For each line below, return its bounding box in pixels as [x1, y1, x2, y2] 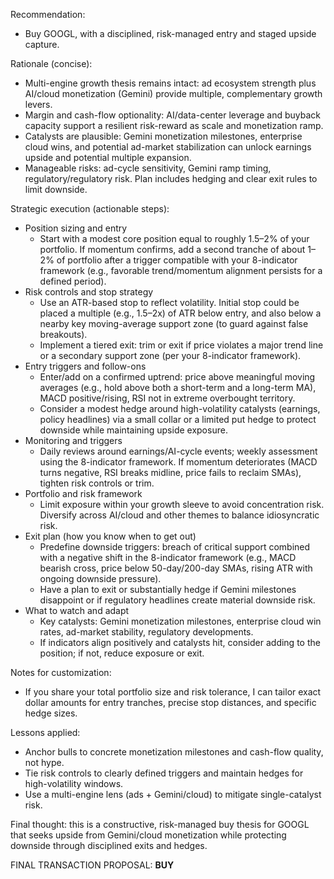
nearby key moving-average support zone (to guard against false [39, 318, 309, 329]
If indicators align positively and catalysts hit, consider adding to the [39, 637, 321, 648]
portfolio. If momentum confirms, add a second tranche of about [39, 244, 306, 255]
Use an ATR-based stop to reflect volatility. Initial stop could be [39, 297, 300, 308]
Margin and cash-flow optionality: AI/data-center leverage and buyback [24, 109, 321, 121]
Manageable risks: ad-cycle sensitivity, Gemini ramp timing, [24, 162, 272, 174]
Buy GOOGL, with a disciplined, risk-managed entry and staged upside [24, 28, 317, 39]
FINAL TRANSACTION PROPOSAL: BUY [10, 859, 175, 871]
